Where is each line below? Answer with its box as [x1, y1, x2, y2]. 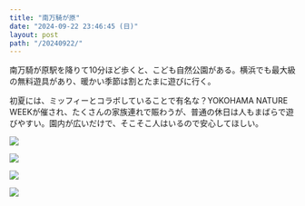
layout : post [9, 30, 59, 39]
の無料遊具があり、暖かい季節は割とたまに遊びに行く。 [9, 76, 216, 87]
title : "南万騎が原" [9, 13, 80, 23]
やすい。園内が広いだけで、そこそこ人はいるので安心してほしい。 [16, 118, 264, 129]
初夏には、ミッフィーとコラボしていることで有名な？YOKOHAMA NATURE [9, 95, 289, 106]
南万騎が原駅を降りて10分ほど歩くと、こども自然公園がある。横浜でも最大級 [9, 64, 296, 75]
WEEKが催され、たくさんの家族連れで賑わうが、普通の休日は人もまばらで [9, 106, 287, 118]
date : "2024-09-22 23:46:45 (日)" [9, 22, 139, 31]
